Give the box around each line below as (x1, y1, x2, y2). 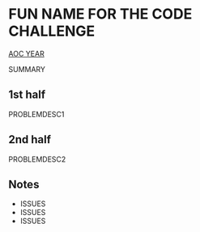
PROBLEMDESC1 (8, 109, 65, 119)
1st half (8, 88, 46, 102)
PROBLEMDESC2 (8, 154, 66, 164)
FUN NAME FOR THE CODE (8, 5, 193, 23)
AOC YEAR (8, 49, 45, 58)
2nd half (8, 133, 51, 146)
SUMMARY (8, 64, 46, 74)
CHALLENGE (8, 22, 96, 40)
